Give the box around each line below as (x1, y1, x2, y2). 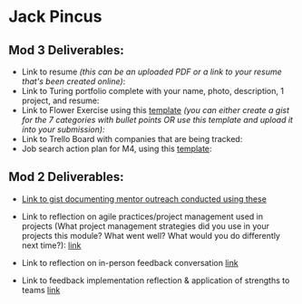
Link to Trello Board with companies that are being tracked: (21, 134, 243, 144)
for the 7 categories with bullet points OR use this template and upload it (21, 115, 294, 125)
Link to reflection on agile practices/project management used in (21, 211, 264, 222)
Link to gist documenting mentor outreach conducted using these (21, 193, 267, 204)
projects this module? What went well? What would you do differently (21, 230, 280, 241)
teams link (21, 284, 61, 295)
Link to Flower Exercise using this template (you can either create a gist (21, 105, 290, 115)
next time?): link (21, 240, 82, 251)
